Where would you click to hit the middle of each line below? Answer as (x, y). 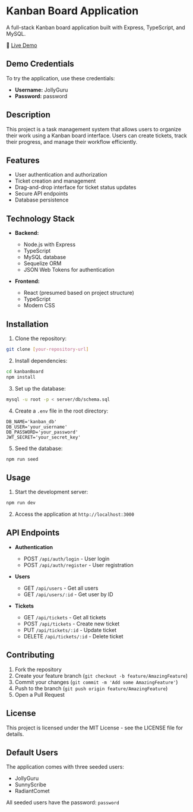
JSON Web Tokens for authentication (69, 270)
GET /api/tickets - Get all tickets (65, 617)
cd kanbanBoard (25, 372)
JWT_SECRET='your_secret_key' (44, 437)
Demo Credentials (40, 64)
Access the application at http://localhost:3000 (75, 514)
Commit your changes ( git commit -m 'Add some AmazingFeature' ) (96, 682)
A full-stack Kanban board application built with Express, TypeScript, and (96, 27)
